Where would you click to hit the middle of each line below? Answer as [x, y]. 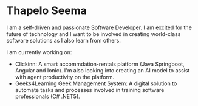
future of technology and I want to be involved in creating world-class [94, 34]
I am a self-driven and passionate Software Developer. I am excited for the [99, 27]
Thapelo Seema [46, 11]
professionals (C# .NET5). [47, 96]
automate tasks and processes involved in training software [90, 90]
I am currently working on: [39, 52]
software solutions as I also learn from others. [64, 40]
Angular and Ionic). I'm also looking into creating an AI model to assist [102, 70]
